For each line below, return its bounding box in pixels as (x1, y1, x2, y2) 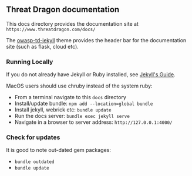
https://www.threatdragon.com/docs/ (6, 26, 96, 32)
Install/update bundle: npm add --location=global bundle (14, 100, 153, 107)
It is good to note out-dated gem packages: (6, 147, 112, 154)
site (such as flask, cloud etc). (6, 43, 79, 50)
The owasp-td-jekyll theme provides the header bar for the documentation (6, 36, 187, 43)
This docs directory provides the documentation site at (6, 20, 139, 27)
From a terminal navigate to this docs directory (14, 94, 126, 101)
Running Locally (6, 57, 53, 66)
